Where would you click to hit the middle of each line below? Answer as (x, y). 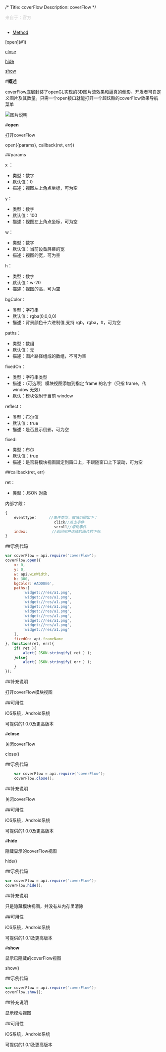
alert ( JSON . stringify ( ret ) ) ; (57, 653)
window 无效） (28, 390)
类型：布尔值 (25, 417)
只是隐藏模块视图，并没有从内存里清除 (44, 906)
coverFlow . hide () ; (24, 885)
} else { (21, 657)
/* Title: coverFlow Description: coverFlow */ (51, 7)
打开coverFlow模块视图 (29, 692)
